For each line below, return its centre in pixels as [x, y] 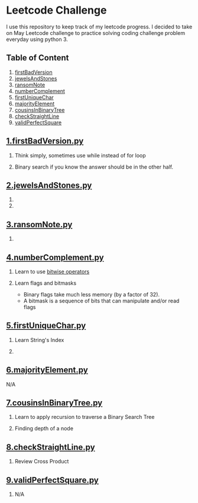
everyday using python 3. [37, 39]
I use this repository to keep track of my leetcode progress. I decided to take [99, 27]
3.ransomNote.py [39, 225]
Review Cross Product [42, 462]
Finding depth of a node [44, 428]
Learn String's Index [39, 340]
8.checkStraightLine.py [51, 447]
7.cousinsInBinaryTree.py [54, 403]
